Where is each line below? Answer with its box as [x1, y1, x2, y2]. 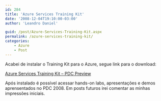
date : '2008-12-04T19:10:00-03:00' [5, 16, 78, 21]
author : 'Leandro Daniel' [5, 20, 58, 26]
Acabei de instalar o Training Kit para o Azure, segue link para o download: [5, 61, 157, 67]
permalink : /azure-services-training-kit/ [5, 34, 93, 39]
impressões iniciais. [5, 90, 45, 96]
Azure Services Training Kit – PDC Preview [5, 70, 91, 76]
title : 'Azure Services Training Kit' [5, 12, 84, 17]
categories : [5, 39, 29, 44]
